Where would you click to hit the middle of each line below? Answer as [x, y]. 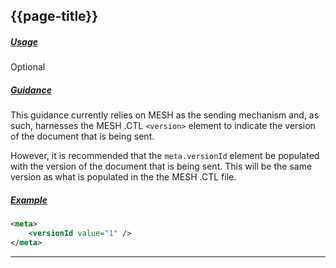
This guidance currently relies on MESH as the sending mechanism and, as [165, 115]
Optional [28, 67]
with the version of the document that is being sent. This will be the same [161, 166]
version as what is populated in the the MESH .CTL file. [123, 177]
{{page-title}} [54, 16]
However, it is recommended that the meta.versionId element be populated [165, 156]
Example [29, 200]
